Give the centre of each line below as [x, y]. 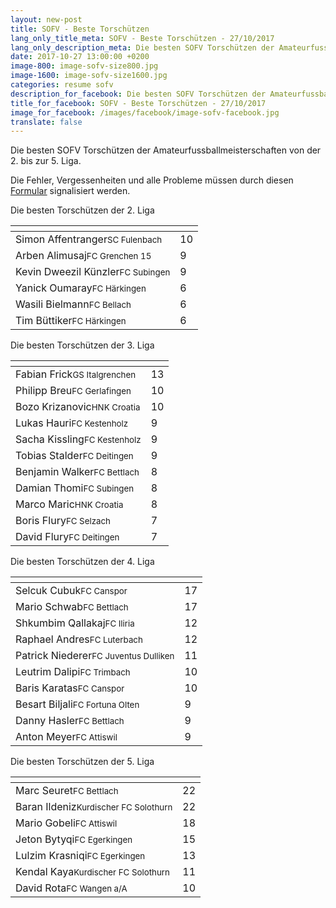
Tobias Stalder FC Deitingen [74, 456]
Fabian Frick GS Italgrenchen [76, 374]
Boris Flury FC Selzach [63, 521]
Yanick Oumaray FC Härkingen [81, 288]
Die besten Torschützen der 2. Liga [82, 210]
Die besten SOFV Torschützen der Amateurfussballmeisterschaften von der [166, 150]
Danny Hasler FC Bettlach [70, 721]
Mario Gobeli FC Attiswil [66, 823]
